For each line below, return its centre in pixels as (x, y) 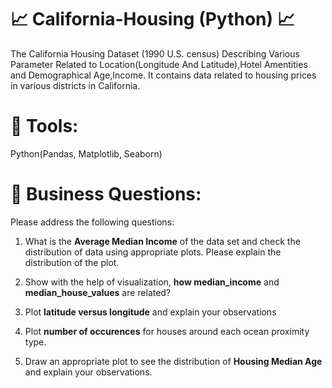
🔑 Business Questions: (106, 194)
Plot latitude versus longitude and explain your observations (150, 312)
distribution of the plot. (72, 262)
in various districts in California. (75, 85)
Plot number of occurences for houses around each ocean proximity (167, 331)
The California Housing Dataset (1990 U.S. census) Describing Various (155, 53)
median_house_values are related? (98, 292)
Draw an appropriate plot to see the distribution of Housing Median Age (173, 361)
